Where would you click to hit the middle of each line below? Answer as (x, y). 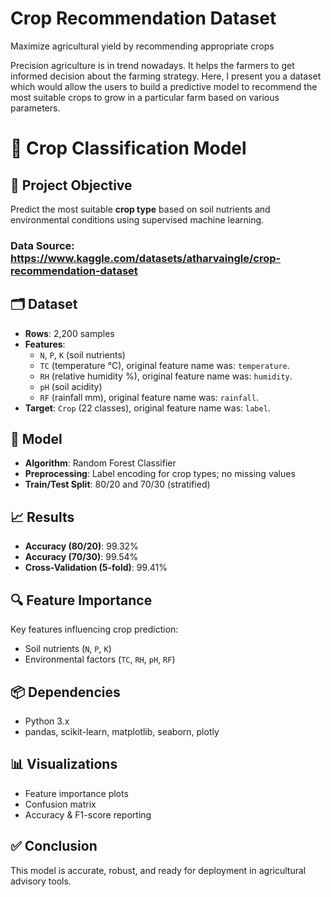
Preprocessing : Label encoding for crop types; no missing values (160, 474)
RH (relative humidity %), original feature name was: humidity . (166, 376)
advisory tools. (41, 881)
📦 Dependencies (65, 692)
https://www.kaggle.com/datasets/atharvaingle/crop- (146, 258)
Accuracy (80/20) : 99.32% (81, 546)
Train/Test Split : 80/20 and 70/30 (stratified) (117, 484)
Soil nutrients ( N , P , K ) (68, 649)
